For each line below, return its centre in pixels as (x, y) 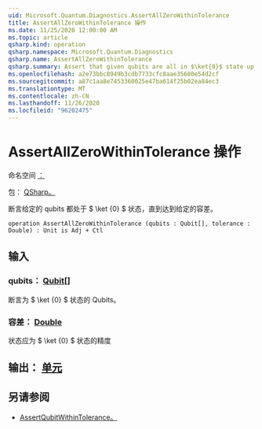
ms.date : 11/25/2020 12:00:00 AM (63, 30)
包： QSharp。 (32, 192)
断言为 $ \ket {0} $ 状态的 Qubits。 (64, 299)
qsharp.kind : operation (47, 45)
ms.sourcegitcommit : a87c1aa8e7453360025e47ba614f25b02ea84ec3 (114, 81)
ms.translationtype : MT (47, 89)
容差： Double (35, 322)
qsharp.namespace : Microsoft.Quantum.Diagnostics (91, 52)
